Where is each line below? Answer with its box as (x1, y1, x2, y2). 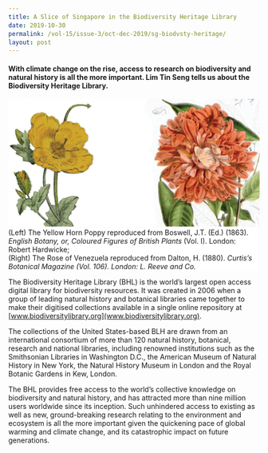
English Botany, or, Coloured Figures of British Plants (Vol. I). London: (8, 236, 237, 245)
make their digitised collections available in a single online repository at (8, 302, 242, 312)
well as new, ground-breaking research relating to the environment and (8, 410, 242, 419)
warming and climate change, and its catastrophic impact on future (8, 427, 229, 436)
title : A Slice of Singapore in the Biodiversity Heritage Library (8, 13, 238, 21)
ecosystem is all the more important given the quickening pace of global (8, 418, 246, 427)
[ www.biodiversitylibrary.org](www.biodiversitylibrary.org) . (8, 311, 202, 320)
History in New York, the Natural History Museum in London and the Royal (8, 360, 251, 370)
